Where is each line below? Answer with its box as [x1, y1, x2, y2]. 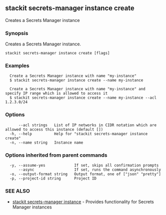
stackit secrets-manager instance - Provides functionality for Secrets [12, 199, 154, 205]
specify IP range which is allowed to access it [5, 91, 108, 96]
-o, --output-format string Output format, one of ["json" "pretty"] [9, 172, 162, 177]
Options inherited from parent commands [5, 152, 108, 159]
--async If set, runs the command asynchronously [18, 167, 162, 172]
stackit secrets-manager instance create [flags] [5, 51, 110, 56]
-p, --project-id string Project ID [9, 176, 97, 181]
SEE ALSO [5, 187, 30, 194]
